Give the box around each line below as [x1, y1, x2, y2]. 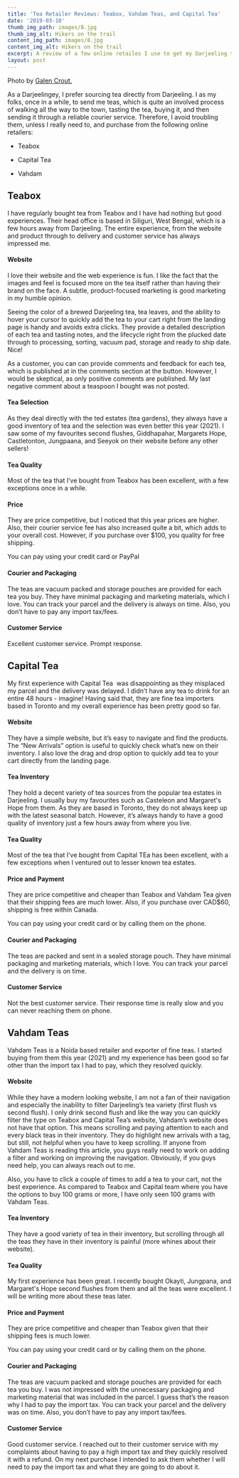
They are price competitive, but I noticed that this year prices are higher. [7, 516, 219, 524]
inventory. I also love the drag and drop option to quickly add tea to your [7, 749, 219, 757]
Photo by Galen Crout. [7, 76, 73, 85]
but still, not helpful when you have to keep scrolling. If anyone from [7, 1138, 206, 1146]
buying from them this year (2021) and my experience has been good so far [7, 1053, 229, 1062]
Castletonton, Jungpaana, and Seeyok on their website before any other [7, 436, 218, 445]
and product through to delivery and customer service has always [7, 231, 201, 240]
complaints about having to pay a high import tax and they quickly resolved [7, 1447, 228, 1456]
